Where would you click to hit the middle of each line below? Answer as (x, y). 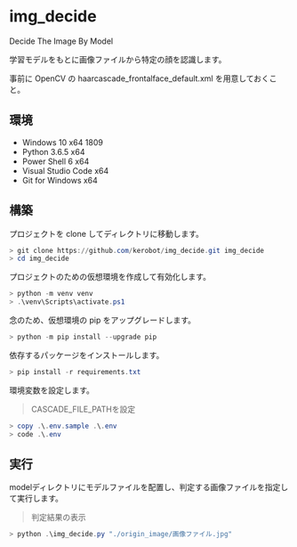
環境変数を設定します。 (52, 390)
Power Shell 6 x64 (56, 161)
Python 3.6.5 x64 (53, 151)
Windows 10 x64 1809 (63, 142)
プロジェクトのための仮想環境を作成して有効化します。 (110, 277)
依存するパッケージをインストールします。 (87, 355)
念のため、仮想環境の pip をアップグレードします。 (103, 320)
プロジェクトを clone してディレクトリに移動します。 (107, 233)
